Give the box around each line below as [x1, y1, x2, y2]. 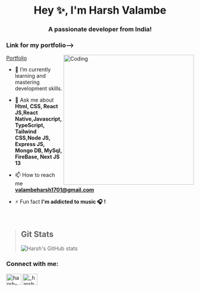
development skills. [14, 85, 62, 92]
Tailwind [14, 128, 37, 135]
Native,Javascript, [14, 115, 62, 122]
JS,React [14, 109, 38, 116]
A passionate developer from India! [48, 25, 152, 33]
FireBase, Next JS [14, 153, 60, 160]
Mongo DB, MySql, [14, 147, 62, 154]
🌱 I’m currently [14, 66, 51, 73]
